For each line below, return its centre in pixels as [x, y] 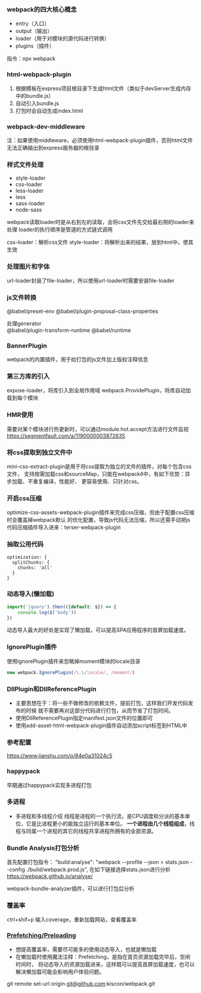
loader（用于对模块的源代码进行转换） [62, 39]
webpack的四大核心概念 [42, 9]
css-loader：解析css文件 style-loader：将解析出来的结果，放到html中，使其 [100, 242]
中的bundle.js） [35, 96]
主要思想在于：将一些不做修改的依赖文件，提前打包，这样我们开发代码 [102, 703]
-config [16, 869]
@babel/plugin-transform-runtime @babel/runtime [69, 330]
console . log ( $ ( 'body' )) [47, 612]
